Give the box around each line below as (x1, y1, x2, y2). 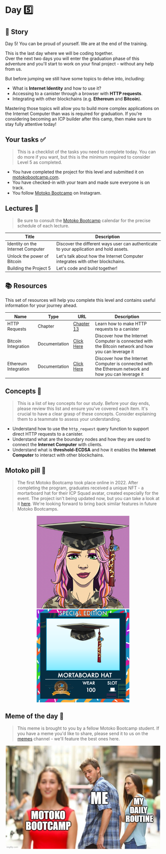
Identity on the (7, 241, 37, 247)
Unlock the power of (7, 253, 49, 259)
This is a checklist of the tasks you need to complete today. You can (17, 149, 156, 155)
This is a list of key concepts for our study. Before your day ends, (17, 400, 150, 406)
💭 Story (5, 27, 29, 36)
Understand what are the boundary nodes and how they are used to (12, 436, 151, 442)
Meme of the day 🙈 (5, 712, 64, 721)
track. (12, 184, 25, 190)
